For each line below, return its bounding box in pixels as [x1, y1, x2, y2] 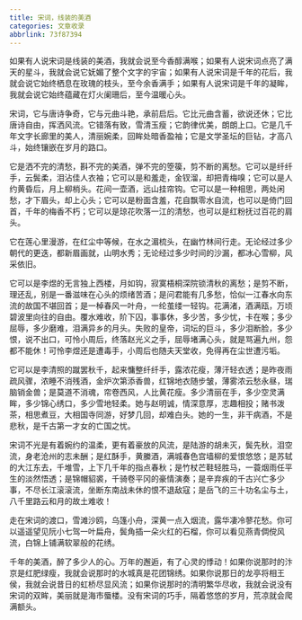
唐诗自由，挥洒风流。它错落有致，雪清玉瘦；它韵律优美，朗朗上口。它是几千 [9, 120, 293, 130]
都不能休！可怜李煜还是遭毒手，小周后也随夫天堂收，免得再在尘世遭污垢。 [9, 345, 285, 356]
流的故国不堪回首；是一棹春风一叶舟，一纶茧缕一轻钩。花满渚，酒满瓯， [9, 300, 277, 311]
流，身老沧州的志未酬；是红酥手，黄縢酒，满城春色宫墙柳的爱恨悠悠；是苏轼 [9, 451, 293, 462]
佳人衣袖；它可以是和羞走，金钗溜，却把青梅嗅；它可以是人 [71, 173, 293, 183]
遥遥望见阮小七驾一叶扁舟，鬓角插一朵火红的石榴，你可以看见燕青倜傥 [16, 527, 277, 537]
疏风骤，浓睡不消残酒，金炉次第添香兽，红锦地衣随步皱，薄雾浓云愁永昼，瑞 [9, 376, 293, 386]
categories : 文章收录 [9, 22, 85, 31]
